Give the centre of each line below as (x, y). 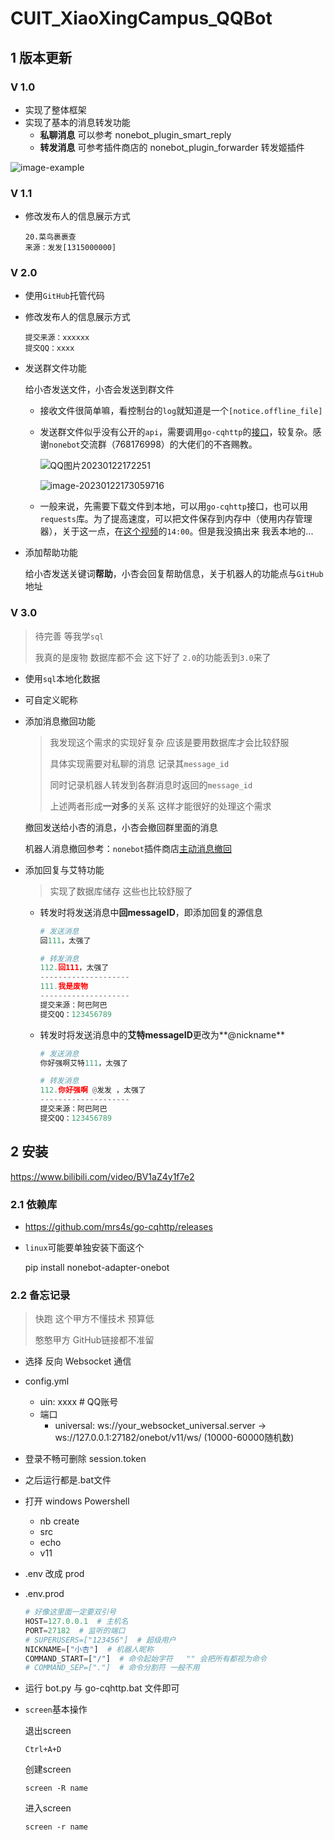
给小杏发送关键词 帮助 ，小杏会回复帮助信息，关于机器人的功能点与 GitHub (174, 574)
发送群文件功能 (55, 368)
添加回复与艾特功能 (64, 869)
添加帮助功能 (51, 553)
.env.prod (44, 1594)
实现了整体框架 (55, 109)
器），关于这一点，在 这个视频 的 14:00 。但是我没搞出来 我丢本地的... (176, 531)
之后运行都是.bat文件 (68, 1480)
